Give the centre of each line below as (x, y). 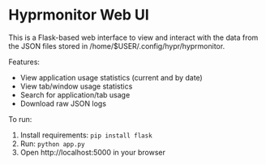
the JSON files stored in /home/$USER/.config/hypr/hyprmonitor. (117, 46)
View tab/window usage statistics (76, 86)
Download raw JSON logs (63, 103)
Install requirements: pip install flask (86, 135)
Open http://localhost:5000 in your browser (93, 152)
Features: (24, 62)
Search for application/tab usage (75, 94)
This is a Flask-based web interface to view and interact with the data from (133, 37)
